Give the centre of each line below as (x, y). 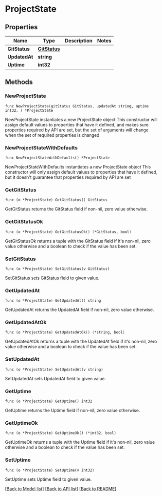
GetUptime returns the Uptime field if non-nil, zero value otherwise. (72, 411)
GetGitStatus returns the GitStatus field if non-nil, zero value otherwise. (76, 209)
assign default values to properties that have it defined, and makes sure (77, 124)
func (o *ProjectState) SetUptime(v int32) (50, 470)
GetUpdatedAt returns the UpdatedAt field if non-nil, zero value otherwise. (80, 310)
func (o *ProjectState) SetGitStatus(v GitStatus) (57, 269)
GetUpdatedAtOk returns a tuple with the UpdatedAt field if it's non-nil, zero (81, 341)
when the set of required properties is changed (52, 135)
